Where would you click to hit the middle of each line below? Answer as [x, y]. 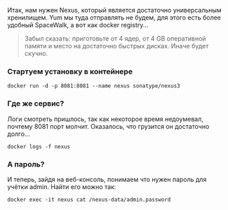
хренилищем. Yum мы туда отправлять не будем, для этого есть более [114, 17]
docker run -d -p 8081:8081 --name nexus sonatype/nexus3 [94, 86]
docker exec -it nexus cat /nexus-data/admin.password [89, 199]
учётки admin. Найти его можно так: [62, 187]
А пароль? [26, 164]
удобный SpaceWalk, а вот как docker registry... [78, 25]
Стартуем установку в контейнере [70, 71]
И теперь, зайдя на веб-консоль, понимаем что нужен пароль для [107, 179]
